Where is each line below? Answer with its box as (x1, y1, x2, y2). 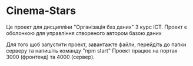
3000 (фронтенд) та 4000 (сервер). (6, 53, 95, 60)
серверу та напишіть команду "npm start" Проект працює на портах (6, 47, 178, 54)
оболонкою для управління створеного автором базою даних (6, 29, 162, 36)
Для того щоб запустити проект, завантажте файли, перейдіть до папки (6, 41, 187, 48)
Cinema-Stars (6, 4, 76, 18)
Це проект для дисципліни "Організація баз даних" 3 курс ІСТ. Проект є (6, 23, 187, 30)
